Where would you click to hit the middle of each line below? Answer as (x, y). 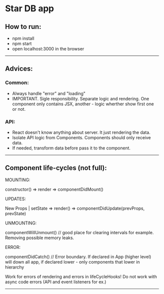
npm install (23, 38)
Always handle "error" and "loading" (49, 93)
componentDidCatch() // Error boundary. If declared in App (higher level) (78, 257)
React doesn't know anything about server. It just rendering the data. (81, 132)
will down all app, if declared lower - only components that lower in (72, 262)
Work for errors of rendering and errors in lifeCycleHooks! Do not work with (81, 276)
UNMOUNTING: (21, 223)
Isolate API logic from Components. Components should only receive (82, 137)
